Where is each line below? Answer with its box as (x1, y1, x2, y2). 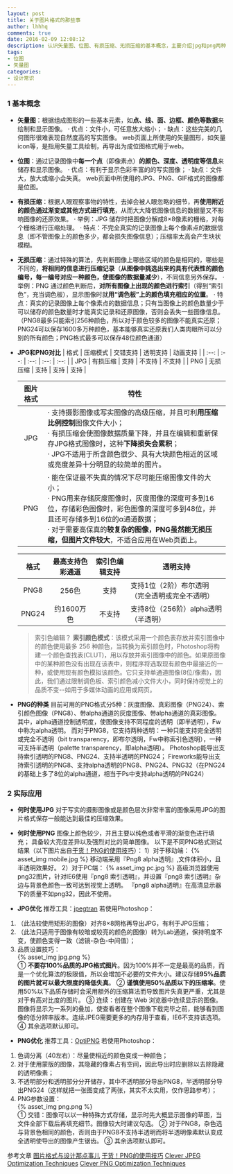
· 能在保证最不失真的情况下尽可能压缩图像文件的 (47, 472, 205, 482)
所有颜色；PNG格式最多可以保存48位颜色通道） (29, 334, 166, 342)
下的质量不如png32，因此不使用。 (17, 889, 116, 898)
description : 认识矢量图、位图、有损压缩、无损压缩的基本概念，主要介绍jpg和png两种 (7, 42, 227, 49)
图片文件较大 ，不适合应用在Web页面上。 (68, 535, 202, 544)
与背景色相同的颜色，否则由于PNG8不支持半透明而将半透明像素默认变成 (17, 1128, 223, 1136)
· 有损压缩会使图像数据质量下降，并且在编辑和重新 (47, 428, 212, 438)
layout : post (7, 10, 45, 17)
